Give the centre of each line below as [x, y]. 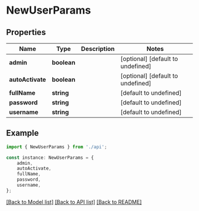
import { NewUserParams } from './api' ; [57, 147]
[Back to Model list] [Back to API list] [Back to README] [74, 202]
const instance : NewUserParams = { [50, 158]
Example [23, 133]
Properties [26, 32]
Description [98, 49]
